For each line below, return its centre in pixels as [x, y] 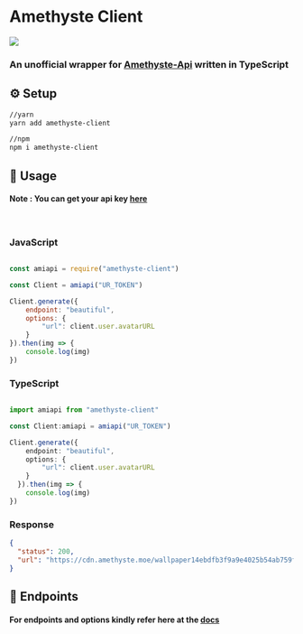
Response [32, 524]
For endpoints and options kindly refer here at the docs [115, 620]
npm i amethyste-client [54, 148]
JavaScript [34, 242]
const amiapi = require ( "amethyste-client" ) [94, 269]
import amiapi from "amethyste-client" [84, 410]
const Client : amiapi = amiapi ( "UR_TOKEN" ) [90, 426]
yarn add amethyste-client [60, 123]
